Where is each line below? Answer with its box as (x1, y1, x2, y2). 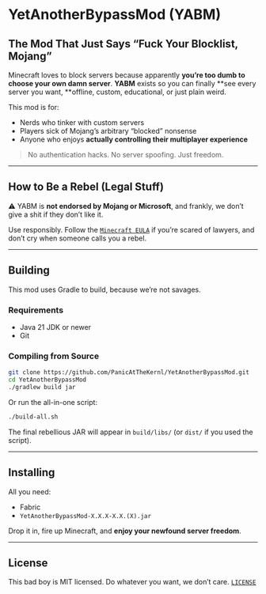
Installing (8, 466, 55, 479)
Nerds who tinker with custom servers (19, 118, 145, 127)
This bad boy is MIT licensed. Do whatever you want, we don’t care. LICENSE (8, 577, 256, 587)
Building (8, 263, 50, 278)
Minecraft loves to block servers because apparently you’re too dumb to (8, 70, 245, 80)
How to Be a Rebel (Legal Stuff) (8, 180, 165, 194)
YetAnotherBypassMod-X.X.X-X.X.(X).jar (19, 512, 152, 520)
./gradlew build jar (8, 383, 77, 391)
